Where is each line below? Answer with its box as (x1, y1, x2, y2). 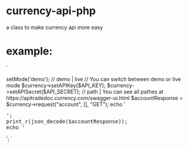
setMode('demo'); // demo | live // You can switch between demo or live (6, 75, 181, 82)
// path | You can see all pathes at (82, 88, 164, 95)
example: (6, 44, 53, 58)
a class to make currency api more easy (6, 24, 103, 31)
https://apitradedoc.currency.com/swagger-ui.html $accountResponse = (6, 94, 183, 101)
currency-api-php (6, 4, 96, 18)
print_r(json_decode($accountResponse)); (6, 118, 128, 125)
